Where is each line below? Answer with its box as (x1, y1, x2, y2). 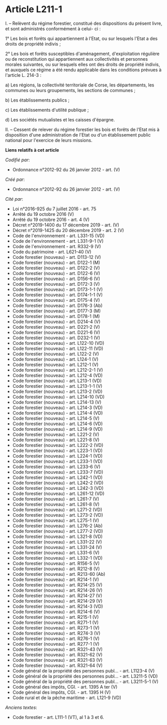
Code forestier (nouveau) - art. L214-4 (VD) (12, 410, 103, 416)
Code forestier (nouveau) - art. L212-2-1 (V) (12, 367, 103, 373)
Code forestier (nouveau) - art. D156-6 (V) (12, 276, 101, 282)
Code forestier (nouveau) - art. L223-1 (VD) (12, 447, 103, 454)
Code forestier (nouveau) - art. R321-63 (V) (12, 657, 103, 663)
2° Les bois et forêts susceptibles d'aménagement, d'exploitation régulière (5, 51, 160, 57)
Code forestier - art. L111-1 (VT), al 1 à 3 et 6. (12, 714, 104, 720)
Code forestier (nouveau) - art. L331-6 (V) (12, 550, 100, 556)
